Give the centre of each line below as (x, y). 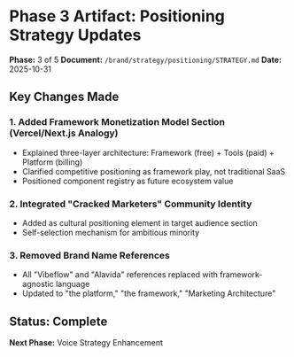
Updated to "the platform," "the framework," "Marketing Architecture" (149, 293)
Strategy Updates (75, 35)
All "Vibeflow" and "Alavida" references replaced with (120, 275)
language (73, 284)
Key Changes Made (64, 97)
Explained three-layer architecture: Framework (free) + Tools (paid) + (148, 152)
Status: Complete (58, 321)
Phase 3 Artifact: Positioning (117, 16)
